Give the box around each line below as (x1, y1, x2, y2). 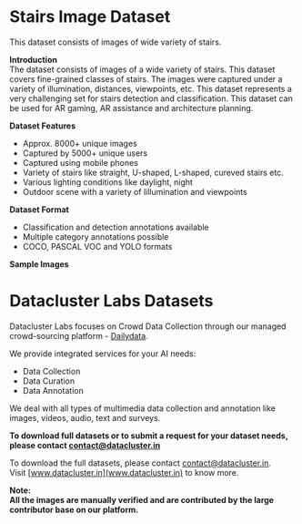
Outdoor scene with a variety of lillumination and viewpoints (22, 186, 247, 197)
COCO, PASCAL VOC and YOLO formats (22, 241, 173, 252)
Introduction (9, 54, 57, 65)
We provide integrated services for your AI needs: (9, 348, 196, 359)
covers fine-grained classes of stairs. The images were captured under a (9, 73, 283, 84)
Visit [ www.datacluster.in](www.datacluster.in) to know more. (9, 467, 239, 478)
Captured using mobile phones (22, 157, 139, 168)
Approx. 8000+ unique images (22, 138, 138, 149)
